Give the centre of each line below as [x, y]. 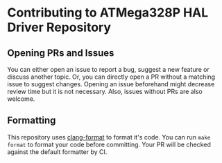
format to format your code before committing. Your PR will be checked [109, 144]
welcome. [21, 99]
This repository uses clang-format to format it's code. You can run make [109, 137]
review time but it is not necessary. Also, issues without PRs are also [105, 92]
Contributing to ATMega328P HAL [108, 13]
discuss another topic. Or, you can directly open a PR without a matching [111, 77]
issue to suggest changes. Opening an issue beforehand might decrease [111, 84]
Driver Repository [59, 27]
